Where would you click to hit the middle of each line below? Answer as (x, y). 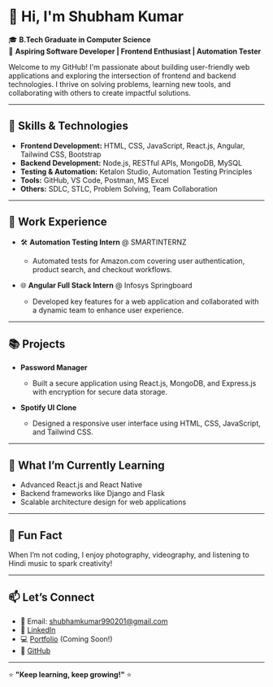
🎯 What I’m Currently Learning (87, 465)
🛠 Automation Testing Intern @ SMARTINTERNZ (103, 242)
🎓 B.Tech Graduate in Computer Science (80, 39)
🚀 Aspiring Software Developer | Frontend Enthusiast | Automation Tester (135, 51)
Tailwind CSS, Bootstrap (61, 154)
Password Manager (54, 368)
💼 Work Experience (58, 222)
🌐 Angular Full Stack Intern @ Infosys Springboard (106, 285)
